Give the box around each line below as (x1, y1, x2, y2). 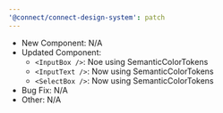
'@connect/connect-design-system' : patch (8, 12, 166, 22)
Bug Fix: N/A (21, 85, 68, 95)
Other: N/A (21, 94, 62, 105)
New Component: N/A (21, 37, 103, 48)
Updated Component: (21, 46, 102, 58)
